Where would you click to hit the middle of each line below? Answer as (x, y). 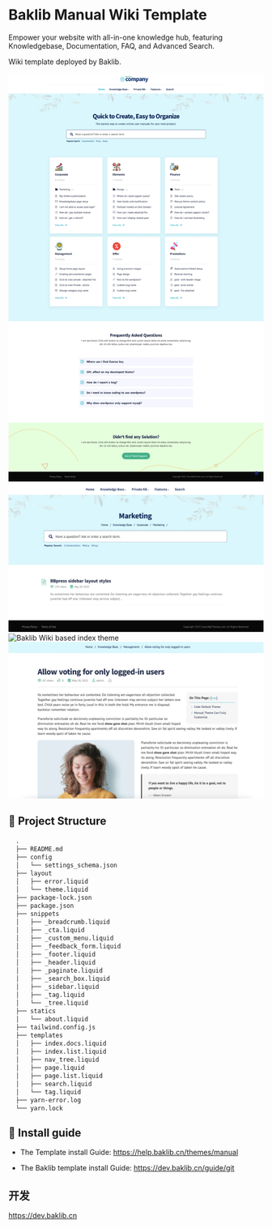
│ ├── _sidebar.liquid (57, 987)
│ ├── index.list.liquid (61, 1051)
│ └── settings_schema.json (66, 865)
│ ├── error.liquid (52, 881)
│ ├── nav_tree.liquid (57, 1060)
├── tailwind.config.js (55, 1027)
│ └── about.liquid (52, 1019)
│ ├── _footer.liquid (55, 954)
